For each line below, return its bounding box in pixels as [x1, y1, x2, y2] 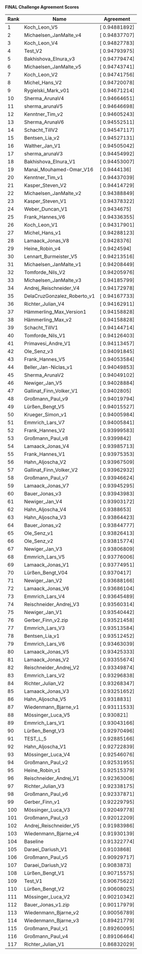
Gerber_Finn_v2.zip [24, 617, 68, 623]
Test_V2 [24, 48, 43, 54]
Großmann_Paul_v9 [24, 396, 68, 402]
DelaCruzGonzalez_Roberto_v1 [24, 293, 95, 299]
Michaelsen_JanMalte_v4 [24, 32, 81, 38]
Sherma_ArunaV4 [24, 95, 64, 102]
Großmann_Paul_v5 [24, 854, 68, 861]
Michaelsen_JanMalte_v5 [24, 63, 81, 70]
